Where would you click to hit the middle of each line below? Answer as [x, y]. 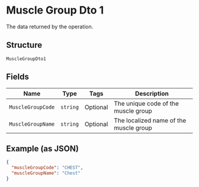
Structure [24, 45]
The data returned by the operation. [50, 27]
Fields [18, 77]
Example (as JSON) [42, 148]
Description [152, 93]
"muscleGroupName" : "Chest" [46, 173]
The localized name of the [150, 120]
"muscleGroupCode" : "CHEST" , [47, 168]
